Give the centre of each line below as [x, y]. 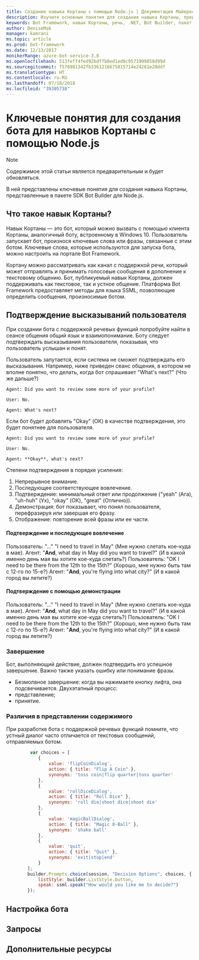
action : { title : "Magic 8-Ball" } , [94, 824]
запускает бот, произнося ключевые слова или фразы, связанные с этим [99, 241]
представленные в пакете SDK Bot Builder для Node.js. [75, 195]
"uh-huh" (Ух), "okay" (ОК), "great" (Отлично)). [73, 500]
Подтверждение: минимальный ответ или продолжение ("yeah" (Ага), [104, 494]
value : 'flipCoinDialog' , [80, 764]
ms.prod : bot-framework [36, 45]
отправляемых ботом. [34, 742]
